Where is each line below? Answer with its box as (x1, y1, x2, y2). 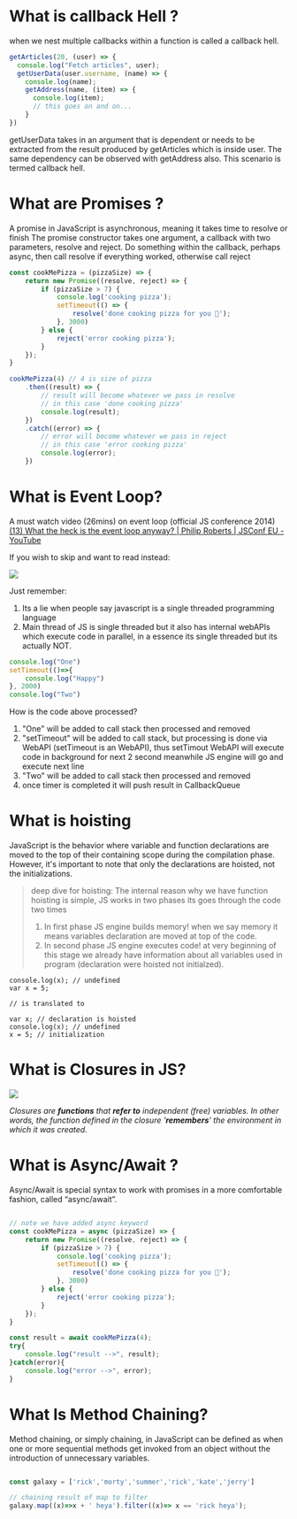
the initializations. (9, 869, 73, 879)
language (21, 612, 57, 623)
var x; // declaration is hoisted (9, 1015, 137, 1024)
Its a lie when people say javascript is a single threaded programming (21, 602, 275, 613)
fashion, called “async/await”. (9, 1194, 118, 1204)
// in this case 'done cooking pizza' (41, 399, 184, 408)
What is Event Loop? (9, 487, 164, 507)
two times (30, 904, 67, 915)
